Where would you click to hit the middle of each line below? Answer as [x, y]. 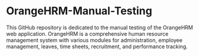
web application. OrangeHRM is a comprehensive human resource [87, 33]
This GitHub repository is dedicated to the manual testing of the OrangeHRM [99, 27]
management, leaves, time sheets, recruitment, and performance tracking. [97, 46]
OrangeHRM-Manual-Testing [79, 11]
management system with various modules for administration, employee [94, 40]
